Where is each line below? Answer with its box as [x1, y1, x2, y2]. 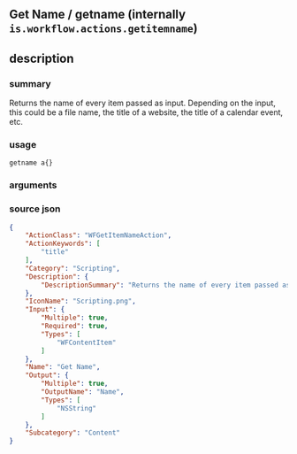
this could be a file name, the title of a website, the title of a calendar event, [9, 107, 284, 118]
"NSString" [56, 404, 97, 412]
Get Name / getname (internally [9, 7, 187, 22]
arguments [9, 179, 57, 191]
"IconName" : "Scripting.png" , [25, 296, 137, 306]
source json [9, 203, 61, 215]
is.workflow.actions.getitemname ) [9, 21, 198, 36]
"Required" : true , [41, 322, 109, 331]
